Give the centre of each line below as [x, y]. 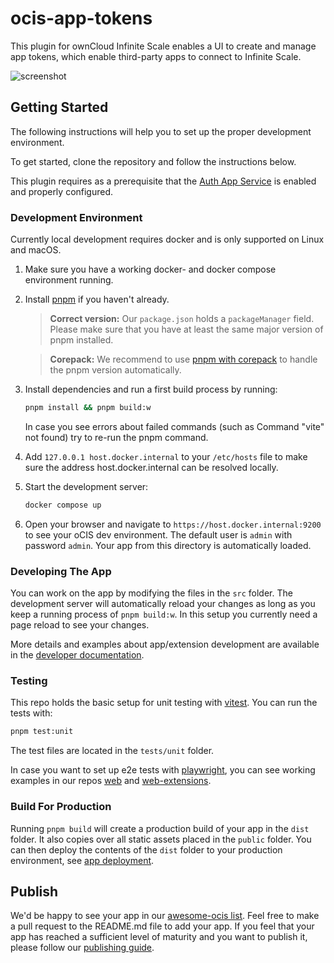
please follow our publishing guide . [82, 948]
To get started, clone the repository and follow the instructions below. [153, 161]
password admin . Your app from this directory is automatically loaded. [168, 545]
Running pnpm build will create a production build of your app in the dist [160, 828]
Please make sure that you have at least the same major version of [186, 329]
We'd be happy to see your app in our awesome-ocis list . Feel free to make [165, 916]
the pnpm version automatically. [115, 370]
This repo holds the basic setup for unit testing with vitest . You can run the [164, 703]
